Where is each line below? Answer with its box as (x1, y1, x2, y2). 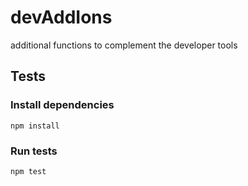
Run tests (10, 144, 58, 158)
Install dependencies (10, 98, 115, 112)
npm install (10, 121, 60, 131)
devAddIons (10, 6, 113, 29)
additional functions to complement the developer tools (10, 39, 238, 51)
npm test (10, 166, 47, 176)
